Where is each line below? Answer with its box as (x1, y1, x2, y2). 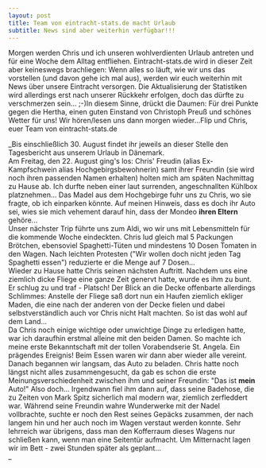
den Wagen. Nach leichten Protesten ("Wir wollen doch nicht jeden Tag (8, 249, 241, 259)
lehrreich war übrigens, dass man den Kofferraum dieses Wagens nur (8, 427, 236, 436)
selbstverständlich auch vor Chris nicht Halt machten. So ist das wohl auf (8, 308, 248, 318)
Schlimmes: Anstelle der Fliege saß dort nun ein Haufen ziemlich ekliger (8, 292, 244, 301)
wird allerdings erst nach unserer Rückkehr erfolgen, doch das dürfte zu (8, 91, 245, 100)
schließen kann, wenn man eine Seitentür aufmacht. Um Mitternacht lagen (8, 435, 252, 445)
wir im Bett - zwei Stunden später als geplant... (8, 443, 161, 453)
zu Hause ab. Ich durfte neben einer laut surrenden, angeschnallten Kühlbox (8, 182, 258, 191)
